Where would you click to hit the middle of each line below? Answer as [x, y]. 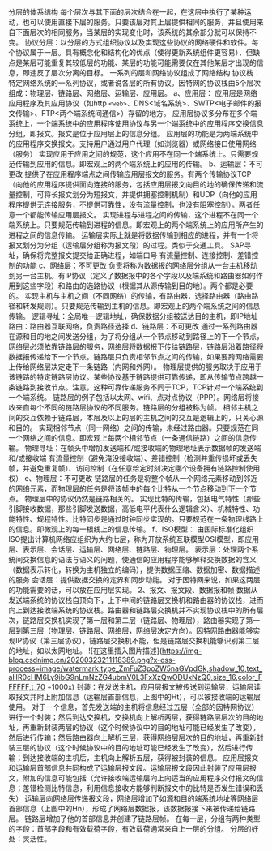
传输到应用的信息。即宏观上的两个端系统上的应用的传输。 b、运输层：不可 [139, 164]
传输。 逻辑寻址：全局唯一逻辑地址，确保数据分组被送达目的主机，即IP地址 [133, 316]
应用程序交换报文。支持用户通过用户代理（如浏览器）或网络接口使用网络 [136, 144]
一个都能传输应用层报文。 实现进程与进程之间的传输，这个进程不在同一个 [137, 215]
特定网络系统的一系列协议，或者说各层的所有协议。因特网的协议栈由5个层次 [135, 83]
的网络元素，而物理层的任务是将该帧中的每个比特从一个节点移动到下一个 [129, 488]
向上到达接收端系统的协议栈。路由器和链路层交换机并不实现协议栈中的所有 [132, 610]
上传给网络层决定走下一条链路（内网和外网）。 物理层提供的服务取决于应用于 [135, 367]
